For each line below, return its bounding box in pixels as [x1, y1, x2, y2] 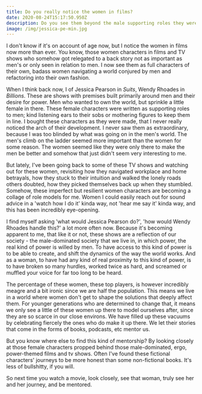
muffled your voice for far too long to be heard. [6, 269, 123, 277]
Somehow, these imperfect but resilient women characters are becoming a [6, 187, 191, 195]
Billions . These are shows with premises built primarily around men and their [6, 92, 195, 99]
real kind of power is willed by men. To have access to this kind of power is [6, 243, 192, 251]
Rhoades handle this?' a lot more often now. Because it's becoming [6, 224, 173, 232]
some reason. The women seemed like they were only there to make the [6, 143, 185, 151]
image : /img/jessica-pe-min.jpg [6, 25, 87, 32]
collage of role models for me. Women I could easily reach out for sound [6, 193, 185, 201]
